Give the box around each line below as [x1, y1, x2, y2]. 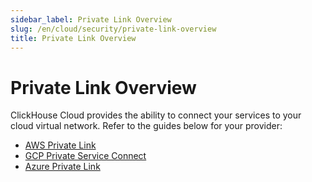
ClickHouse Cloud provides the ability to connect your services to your [10, 109, 302, 121]
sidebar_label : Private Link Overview [10, 14, 172, 25]
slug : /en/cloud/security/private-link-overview [10, 24, 217, 34]
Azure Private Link [24, 161, 101, 173]
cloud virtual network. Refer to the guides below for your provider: [10, 120, 283, 132]
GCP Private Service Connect [24, 150, 147, 162]
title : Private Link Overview [10, 33, 137, 43]
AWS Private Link [24, 139, 97, 151]
